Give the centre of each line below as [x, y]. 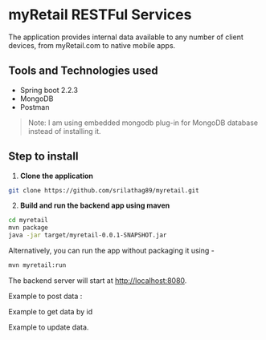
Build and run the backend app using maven [95, 205]
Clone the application [57, 176]
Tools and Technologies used [83, 71]
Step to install [43, 157]
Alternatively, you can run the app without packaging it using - [111, 251]
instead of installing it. [65, 131]
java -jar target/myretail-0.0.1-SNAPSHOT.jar [88, 235]
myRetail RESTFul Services [100, 15]
